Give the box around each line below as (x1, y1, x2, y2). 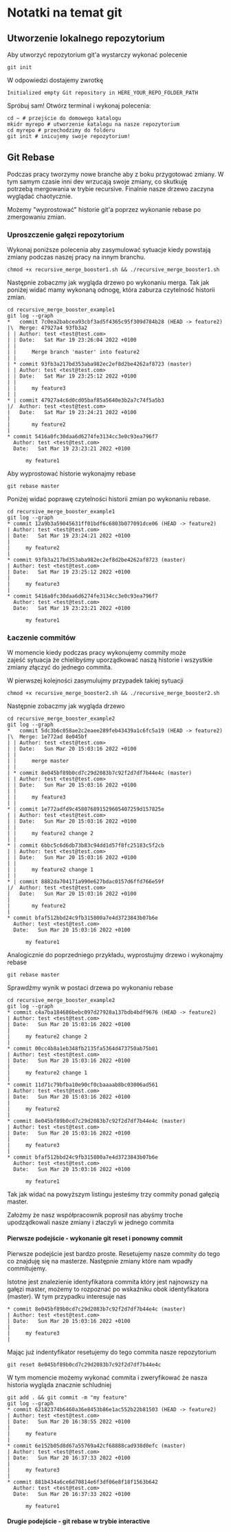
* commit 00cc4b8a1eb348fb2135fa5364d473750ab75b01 (7, 1045, 158, 1052)
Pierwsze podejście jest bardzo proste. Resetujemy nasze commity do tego (7, 1249, 221, 1257)
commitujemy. (7, 1264, 47, 1273)
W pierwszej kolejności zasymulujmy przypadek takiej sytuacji (7, 676, 184, 685)
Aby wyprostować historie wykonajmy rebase (7, 469, 136, 478)
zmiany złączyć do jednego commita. (7, 663, 113, 671)
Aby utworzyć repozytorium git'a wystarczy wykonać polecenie (7, 50, 188, 59)
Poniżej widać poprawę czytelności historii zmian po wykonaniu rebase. (7, 495, 211, 503)
